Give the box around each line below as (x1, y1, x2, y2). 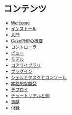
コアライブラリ (10, 62, 41, 68)
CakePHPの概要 (10, 38, 43, 43)
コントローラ (10, 44, 37, 50)
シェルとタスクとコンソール (10, 74, 67, 80)
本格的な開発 (10, 80, 37, 86)
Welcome (10, 19, 30, 26)
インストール (10, 25, 37, 31)
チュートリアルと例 (10, 93, 50, 98)
